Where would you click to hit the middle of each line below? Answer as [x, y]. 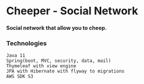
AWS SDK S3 [20, 77]
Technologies [26, 43]
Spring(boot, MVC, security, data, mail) [59, 61]
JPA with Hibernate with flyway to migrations [65, 71]
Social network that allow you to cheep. [56, 27]
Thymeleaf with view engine [41, 66]
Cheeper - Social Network [72, 11]
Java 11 [16, 56]
